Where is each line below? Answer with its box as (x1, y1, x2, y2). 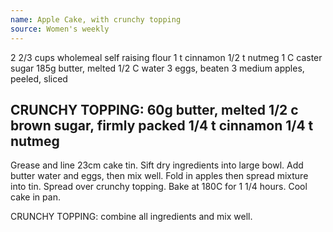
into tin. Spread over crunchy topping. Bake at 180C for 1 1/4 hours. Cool (10, 181, 308, 193)
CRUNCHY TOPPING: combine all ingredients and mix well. (10, 211, 253, 223)
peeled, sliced (10, 72, 68, 85)
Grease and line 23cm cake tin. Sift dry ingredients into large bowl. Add (10, 159, 304, 171)
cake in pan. (10, 191, 61, 203)
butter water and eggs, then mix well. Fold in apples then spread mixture (10, 170, 309, 182)
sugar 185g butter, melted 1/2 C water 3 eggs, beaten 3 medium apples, (10, 62, 305, 74)
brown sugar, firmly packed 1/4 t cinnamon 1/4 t (10, 117, 314, 134)
